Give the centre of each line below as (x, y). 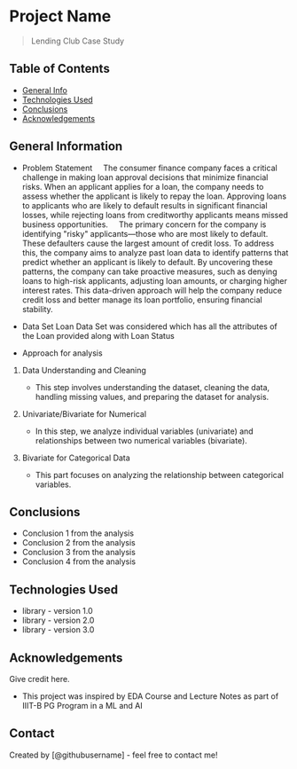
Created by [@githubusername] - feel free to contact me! (113, 755)
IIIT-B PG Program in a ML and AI (82, 706)
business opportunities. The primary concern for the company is (144, 224)
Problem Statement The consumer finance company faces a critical (149, 168)
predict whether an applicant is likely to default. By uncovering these (147, 262)
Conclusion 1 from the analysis (78, 533)
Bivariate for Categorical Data (76, 458)
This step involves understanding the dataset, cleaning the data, (152, 387)
